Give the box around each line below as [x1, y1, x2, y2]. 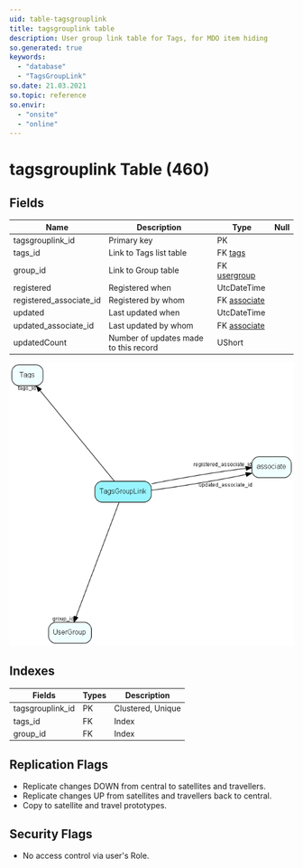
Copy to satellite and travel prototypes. [22, 800, 167, 811]
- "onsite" [17, 109, 59, 119]
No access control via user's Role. [22, 850, 150, 862]
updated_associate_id [13, 320, 95, 331]
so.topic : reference [9, 90, 87, 99]
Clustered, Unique [114, 703, 182, 714]
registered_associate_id [13, 294, 102, 305]
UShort [216, 337, 243, 348]
